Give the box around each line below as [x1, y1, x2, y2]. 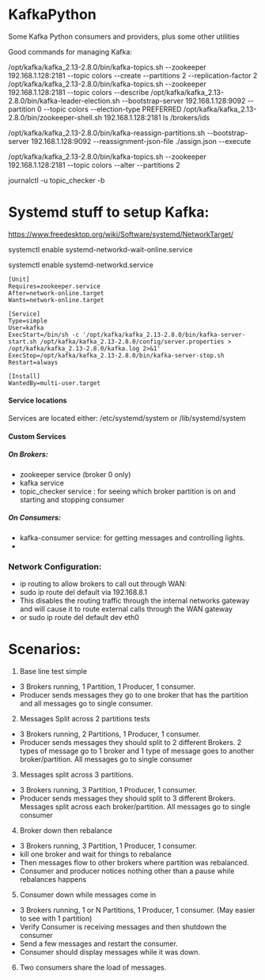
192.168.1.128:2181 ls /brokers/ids [104, 112, 210, 122]
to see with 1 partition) [19, 914, 93, 923]
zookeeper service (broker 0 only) [19, 469, 131, 479]
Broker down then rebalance [19, 825, 113, 835]
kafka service [19, 478, 65, 487]
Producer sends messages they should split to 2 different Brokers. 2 [19, 737, 242, 747]
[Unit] [8, 275, 30, 283]
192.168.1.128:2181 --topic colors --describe [8, 87, 150, 96]
